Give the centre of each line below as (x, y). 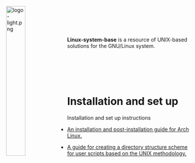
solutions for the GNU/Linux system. (111, 46)
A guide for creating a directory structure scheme (127, 147)
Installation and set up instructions (109, 117)
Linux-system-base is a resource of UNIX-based (127, 40)
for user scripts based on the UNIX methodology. (127, 153)
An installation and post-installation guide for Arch (128, 129)
